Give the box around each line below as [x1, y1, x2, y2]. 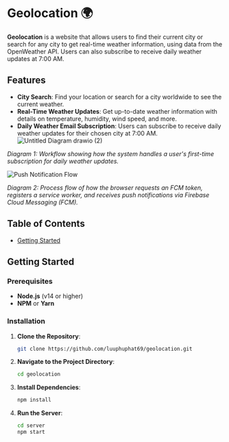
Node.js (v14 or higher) [16, 292, 84, 300]
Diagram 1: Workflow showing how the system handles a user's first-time [7, 149, 215, 158]
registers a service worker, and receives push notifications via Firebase [7, 191, 210, 199]
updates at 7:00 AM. [7, 54, 65, 62]
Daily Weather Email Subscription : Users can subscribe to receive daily [16, 121, 221, 130]
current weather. [16, 100, 64, 108]
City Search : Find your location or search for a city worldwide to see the [16, 93, 222, 101]
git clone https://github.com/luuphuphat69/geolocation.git [16, 345, 193, 352]
